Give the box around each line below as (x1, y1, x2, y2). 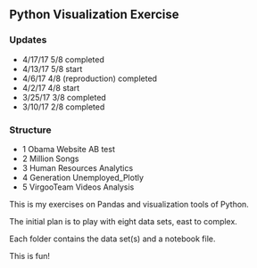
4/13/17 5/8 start (21, 63, 83, 74)
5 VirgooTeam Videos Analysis (21, 182, 135, 192)
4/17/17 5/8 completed (21, 53, 105, 65)
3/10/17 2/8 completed (21, 102, 105, 112)
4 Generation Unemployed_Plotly (21, 172, 145, 183)
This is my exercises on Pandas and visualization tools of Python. (9, 199, 250, 209)
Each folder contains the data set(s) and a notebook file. (9, 233, 216, 244)
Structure (9, 124, 52, 136)
